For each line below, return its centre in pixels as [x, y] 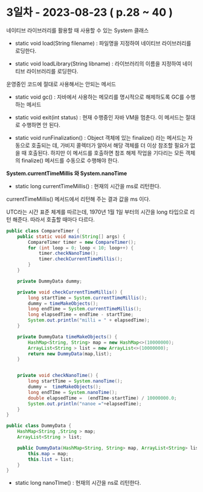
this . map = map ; [48, 454]
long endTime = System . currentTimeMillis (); [85, 309]
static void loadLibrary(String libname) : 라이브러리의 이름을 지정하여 [98, 64]
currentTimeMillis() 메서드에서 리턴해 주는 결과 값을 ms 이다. [79, 199]
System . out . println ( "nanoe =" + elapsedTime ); [85, 404]
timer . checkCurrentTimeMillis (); [80, 259]
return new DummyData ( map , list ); [70, 354]
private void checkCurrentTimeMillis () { [70, 292]
